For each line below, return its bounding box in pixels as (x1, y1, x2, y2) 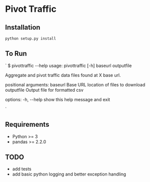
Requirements (5, 120, 49, 129)
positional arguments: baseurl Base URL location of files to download (5, 81, 146, 87)
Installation (5, 23, 40, 32)
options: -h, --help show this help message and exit (5, 96, 110, 102)
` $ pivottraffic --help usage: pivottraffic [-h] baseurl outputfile (5, 63, 132, 69)
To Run (5, 49, 27, 58)
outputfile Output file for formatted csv (5, 87, 84, 93)
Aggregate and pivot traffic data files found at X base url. (5, 72, 121, 78)
